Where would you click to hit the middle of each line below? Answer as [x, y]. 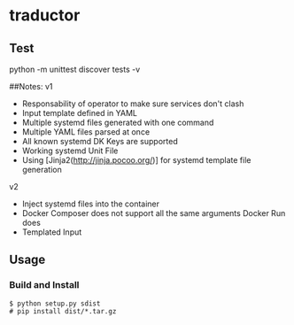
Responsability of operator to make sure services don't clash [133, 104]
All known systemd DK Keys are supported [100, 141]
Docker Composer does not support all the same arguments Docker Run [154, 213]
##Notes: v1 [31, 86]
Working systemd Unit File [70, 151]
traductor [45, 15]
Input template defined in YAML [79, 113]
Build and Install [44, 285]
